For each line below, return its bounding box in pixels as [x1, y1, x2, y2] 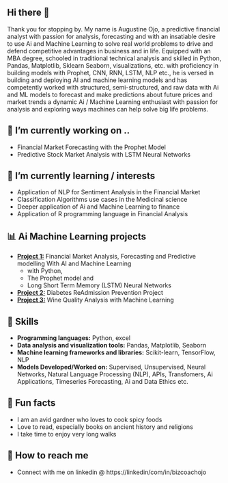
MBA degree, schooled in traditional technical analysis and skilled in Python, [7, 54, 222, 62]
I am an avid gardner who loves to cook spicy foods [16, 415, 162, 423]
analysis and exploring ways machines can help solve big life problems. [7, 105, 208, 113]
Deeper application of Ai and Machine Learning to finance [16, 203, 180, 211]
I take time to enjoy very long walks [16, 430, 117, 438]
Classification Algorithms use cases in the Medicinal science [16, 196, 188, 204]
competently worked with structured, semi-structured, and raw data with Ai [7, 83, 219, 91]
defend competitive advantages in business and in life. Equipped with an [7, 47, 212, 55]
